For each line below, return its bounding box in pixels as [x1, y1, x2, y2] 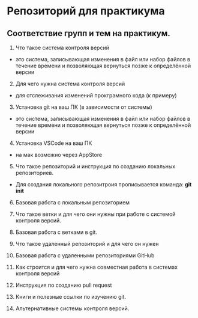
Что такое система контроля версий [15, 44, 110, 51]
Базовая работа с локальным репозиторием [15, 199, 130, 206]
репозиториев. [15, 170, 53, 176]
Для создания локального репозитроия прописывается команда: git [15, 181, 192, 188]
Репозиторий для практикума [7, 4, 166, 18]
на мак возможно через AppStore [15, 151, 103, 158]
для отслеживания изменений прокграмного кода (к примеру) [15, 92, 177, 99]
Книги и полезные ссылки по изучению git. [15, 293, 127, 300]
